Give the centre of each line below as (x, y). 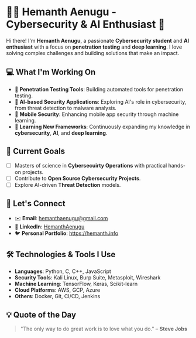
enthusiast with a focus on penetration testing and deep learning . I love (94, 47)
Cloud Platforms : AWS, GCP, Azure (57, 290)
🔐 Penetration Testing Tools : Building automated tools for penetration (99, 89)
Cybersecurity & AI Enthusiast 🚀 (86, 24)
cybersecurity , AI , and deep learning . (61, 133)
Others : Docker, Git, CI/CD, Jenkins (57, 296)
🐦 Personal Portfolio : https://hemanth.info (66, 233)
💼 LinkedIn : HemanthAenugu (49, 226)
